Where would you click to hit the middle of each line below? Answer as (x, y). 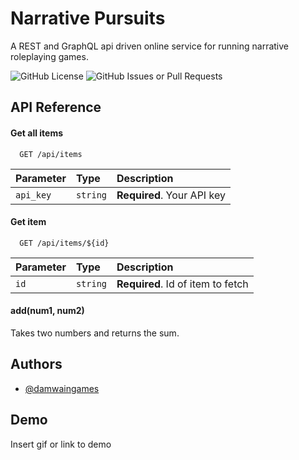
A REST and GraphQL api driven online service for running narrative (149, 46)
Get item (28, 222)
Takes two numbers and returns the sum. (95, 333)
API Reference (56, 107)
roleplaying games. (49, 56)
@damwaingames (62, 388)
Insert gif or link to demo (61, 444)
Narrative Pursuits (88, 18)
